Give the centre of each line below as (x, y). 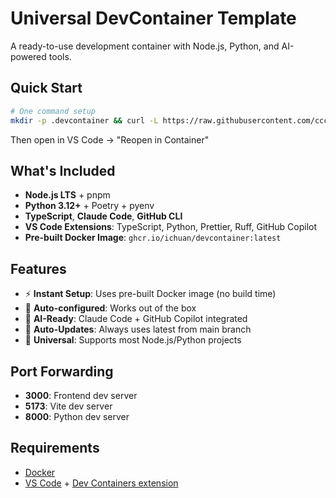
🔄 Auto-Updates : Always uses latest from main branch (138, 329)
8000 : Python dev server (77, 416)
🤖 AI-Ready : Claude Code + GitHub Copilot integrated (136, 319)
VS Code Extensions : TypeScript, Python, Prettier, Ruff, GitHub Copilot (171, 227)
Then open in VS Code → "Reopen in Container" (110, 139)
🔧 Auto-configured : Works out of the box (110, 308)
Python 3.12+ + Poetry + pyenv (89, 206)
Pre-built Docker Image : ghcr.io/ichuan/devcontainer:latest (153, 238)
